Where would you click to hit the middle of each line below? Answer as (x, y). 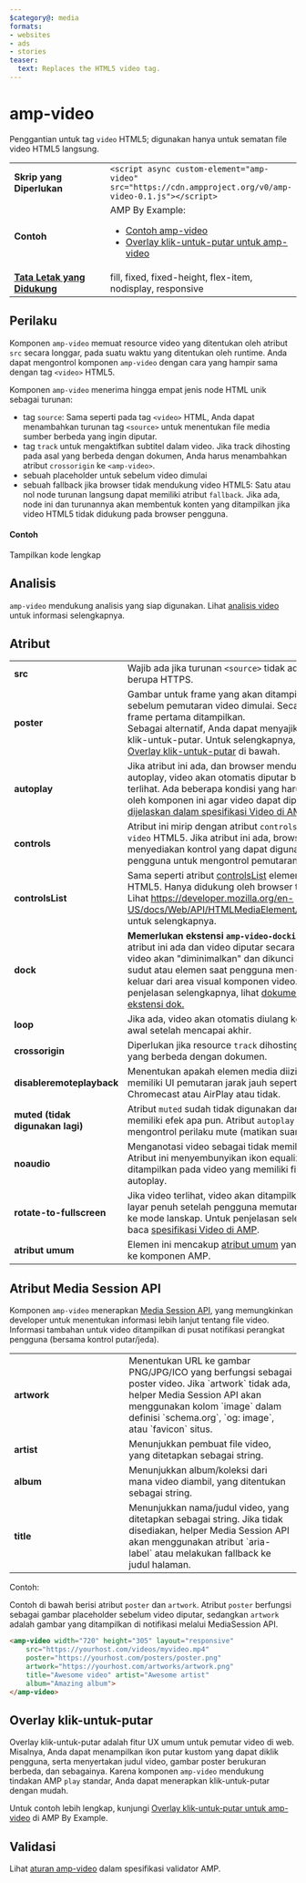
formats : (26, 26)
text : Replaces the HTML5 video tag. (89, 69)
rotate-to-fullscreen (60, 1213)
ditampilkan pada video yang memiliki (208, 1169)
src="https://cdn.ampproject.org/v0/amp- (201, 187)
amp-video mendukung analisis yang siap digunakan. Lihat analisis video (144, 605)
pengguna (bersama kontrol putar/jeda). (84, 1340)
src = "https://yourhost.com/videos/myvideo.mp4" (117, 1650)
